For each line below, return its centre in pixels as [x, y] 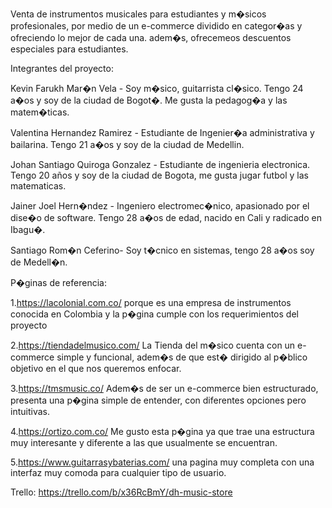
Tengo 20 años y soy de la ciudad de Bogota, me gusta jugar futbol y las [159, 175]
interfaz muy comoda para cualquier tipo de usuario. [118, 472]
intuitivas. [30, 411]
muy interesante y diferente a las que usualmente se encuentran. [144, 442]
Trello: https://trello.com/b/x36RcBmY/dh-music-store [121, 492]
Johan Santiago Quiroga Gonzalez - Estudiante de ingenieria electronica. [160, 164]
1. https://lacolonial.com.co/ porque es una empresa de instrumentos [151, 302]
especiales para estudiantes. [69, 49]
